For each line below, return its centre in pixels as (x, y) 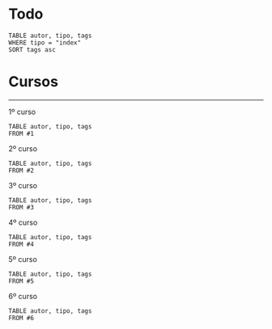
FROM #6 (21, 318)
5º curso (23, 259)
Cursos (34, 82)
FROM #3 (21, 207)
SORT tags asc (32, 49)
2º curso (23, 148)
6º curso (23, 296)
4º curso (23, 222)
